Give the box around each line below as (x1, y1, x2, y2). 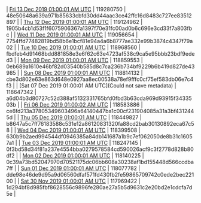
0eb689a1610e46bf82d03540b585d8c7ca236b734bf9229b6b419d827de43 (6, 63, 195, 70)
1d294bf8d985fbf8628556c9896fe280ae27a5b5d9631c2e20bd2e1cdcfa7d (6, 184, 193, 191)
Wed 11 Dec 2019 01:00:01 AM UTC (17, 31, 103, 38)
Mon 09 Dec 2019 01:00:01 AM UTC (20, 57, 109, 63)
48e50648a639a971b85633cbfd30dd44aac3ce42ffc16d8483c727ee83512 (6, 12, 193, 19)
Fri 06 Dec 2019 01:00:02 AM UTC (23, 101, 109, 108)
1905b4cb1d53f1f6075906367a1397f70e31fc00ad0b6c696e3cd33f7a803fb (6, 25, 193, 32)
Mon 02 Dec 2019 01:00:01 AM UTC (22, 152, 111, 159)
